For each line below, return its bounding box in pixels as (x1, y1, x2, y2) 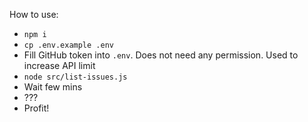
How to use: (9, 9, 59, 20)
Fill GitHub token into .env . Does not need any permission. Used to (23, 49, 299, 61)
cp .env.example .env (23, 40, 114, 50)
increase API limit (23, 60, 96, 71)
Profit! (23, 102, 50, 114)
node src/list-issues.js (23, 72, 128, 82)
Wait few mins (23, 81, 83, 93)
